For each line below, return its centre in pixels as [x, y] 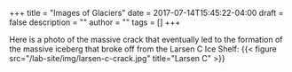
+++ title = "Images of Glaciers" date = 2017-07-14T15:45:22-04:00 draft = [146, 13]
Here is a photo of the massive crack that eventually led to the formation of [146, 40]
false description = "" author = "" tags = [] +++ [95, 22]
